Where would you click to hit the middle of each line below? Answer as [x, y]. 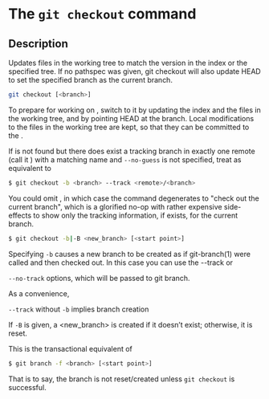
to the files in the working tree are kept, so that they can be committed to [129, 127]
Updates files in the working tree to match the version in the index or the [128, 63]
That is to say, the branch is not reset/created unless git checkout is [122, 379]
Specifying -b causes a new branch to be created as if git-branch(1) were [130, 254]
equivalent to [30, 168]
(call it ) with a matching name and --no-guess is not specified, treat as [125, 159]
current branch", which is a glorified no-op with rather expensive [115, 206]
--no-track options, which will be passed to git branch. [99, 278]
